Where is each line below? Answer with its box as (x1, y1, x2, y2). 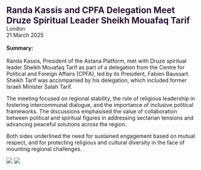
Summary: (6, 44, 33, 52)
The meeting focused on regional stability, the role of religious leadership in (6, 95, 196, 102)
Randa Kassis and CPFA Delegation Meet (6, 5, 175, 15)
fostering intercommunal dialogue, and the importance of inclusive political (6, 101, 194, 108)
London (6, 25, 26, 32)
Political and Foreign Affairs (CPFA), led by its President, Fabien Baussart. (6, 70, 190, 77)
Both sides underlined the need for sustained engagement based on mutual (6, 132, 196, 140)
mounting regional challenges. (6, 145, 82, 152)
